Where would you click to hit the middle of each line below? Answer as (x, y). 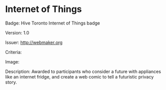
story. (11, 82)
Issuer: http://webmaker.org (34, 42)
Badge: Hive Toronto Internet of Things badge (53, 23)
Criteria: (14, 52)
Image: (12, 61)
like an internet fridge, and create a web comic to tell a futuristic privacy (79, 76)
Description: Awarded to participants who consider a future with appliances (83, 71)
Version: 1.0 (17, 32)
